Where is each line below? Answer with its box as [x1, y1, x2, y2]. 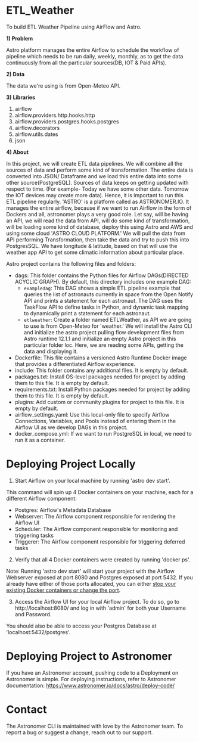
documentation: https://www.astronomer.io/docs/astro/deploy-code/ [6, 682, 175, 689]
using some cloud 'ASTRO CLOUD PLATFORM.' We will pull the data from [6, 229, 186, 237]
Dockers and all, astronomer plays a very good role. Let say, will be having [6, 210, 189, 218]
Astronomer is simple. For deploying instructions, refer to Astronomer [6, 675, 177, 682]
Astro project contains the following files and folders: [6, 260, 136, 267]
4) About [6, 148, 29, 156]
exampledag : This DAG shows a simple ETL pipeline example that [23, 284, 181, 291]
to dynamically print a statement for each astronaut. [23, 309, 151, 316]
